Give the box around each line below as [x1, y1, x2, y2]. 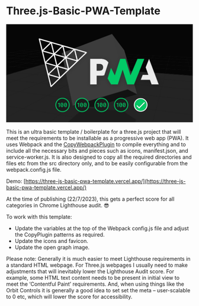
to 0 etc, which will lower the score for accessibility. [6, 293, 133, 301]
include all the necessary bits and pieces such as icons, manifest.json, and [6, 147, 188, 154]
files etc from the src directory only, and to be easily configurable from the [6, 160, 188, 167]
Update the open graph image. [14, 244, 90, 251]
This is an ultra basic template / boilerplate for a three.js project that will [6, 128, 181, 135]
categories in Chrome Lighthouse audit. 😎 [6, 202, 110, 209]
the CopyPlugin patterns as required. [14, 231, 105, 238]
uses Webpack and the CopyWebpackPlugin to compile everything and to [6, 141, 187, 148]
